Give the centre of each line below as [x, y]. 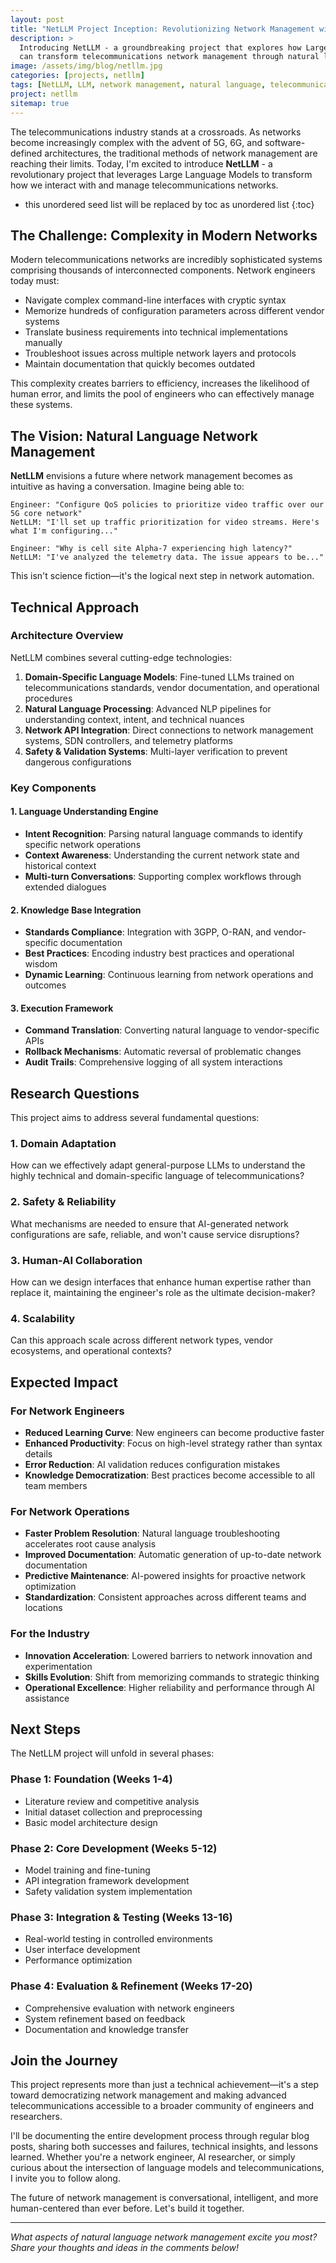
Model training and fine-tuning [87, 1870]
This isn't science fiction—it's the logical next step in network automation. [162, 576]
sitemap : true [40, 103]
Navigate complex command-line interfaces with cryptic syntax [155, 300]
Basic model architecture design [91, 1822]
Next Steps [45, 1729]
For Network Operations [70, 1511]
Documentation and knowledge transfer [106, 2029]
